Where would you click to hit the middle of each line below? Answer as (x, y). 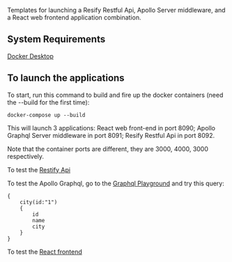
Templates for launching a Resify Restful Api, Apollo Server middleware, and (116, 10)
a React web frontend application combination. (74, 17)
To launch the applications (66, 78)
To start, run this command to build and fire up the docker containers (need (115, 95)
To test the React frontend (45, 252)
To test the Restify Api (39, 169)
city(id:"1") (39, 202)
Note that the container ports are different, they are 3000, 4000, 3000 (108, 148)
